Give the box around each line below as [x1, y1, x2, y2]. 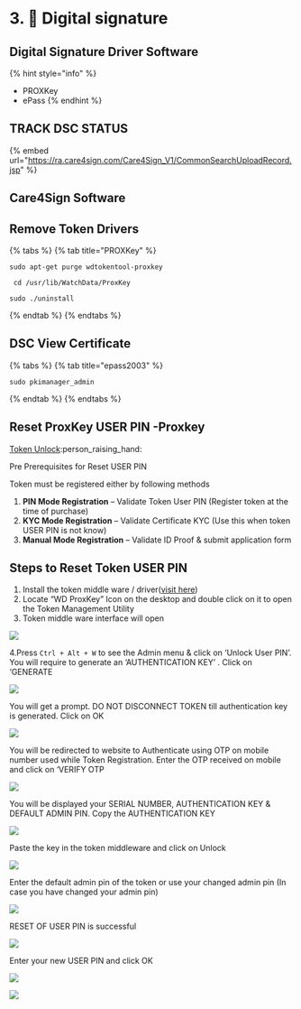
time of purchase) [22, 505, 89, 516]
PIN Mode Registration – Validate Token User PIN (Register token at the [22, 495, 288, 506]
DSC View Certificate [9, 336, 132, 351]
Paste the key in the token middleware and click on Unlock [9, 843, 227, 854]
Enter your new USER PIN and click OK [9, 956, 153, 967]
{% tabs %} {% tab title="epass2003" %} [9, 360, 164, 371]
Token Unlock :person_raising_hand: [9, 443, 142, 454]
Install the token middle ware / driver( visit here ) [22, 584, 198, 595]
